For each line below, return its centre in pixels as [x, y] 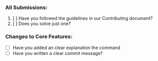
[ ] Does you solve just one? [42, 23]
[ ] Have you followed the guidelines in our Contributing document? [83, 18]
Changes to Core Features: [39, 36]
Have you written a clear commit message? [57, 53]
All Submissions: [27, 7]
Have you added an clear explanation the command [66, 47]
